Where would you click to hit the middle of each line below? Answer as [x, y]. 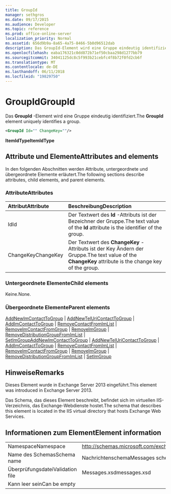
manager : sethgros [25, 15]
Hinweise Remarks [35, 373]
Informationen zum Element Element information [83, 432]
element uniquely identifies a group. [43, 121]
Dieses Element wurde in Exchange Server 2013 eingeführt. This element [81, 385]
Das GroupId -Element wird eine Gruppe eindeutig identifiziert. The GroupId [84, 116]
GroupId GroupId [40, 102]
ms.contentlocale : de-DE [32, 67]
